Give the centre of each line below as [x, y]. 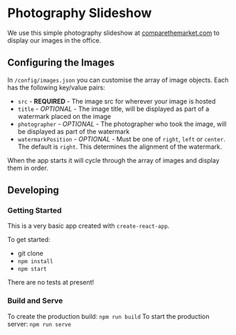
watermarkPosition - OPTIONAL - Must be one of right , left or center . [122, 139]
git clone [31, 253]
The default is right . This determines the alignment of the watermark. [120, 147]
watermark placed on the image [64, 116]
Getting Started [34, 211]
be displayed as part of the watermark [74, 131]
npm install [35, 262]
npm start [32, 269]
